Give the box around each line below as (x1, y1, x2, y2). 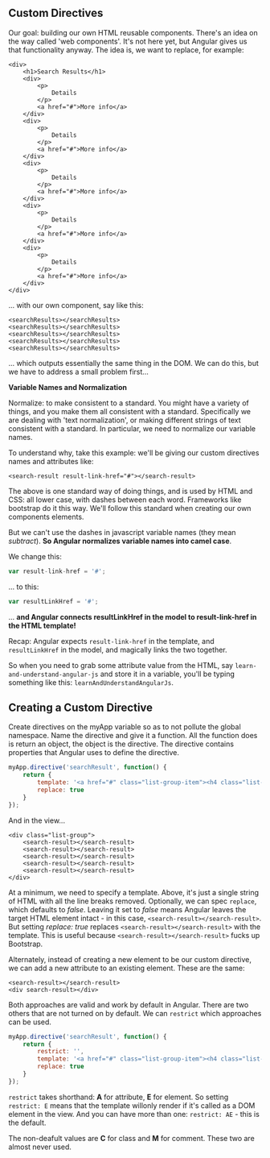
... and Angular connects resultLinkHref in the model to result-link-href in (8, 612, 257, 621)
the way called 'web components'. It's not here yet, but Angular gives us (8, 36, 247, 46)
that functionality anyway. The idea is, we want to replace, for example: (8, 44, 244, 55)
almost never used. (8, 1142, 72, 1152)
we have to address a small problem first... (8, 367, 149, 376)
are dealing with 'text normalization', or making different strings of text (8, 415, 241, 425)
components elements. (8, 512, 84, 521)
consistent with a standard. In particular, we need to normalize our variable (8, 423, 256, 434)
